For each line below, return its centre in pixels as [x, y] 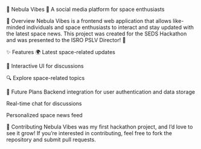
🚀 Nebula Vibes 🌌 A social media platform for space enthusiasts [85, 9]
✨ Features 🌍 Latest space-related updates [61, 52]
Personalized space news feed [44, 115]
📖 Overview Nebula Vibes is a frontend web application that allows [89, 21]
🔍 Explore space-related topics [46, 78]
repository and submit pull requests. [51, 139]
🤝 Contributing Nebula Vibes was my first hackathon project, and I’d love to [100, 127]
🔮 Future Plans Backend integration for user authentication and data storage [101, 92]
